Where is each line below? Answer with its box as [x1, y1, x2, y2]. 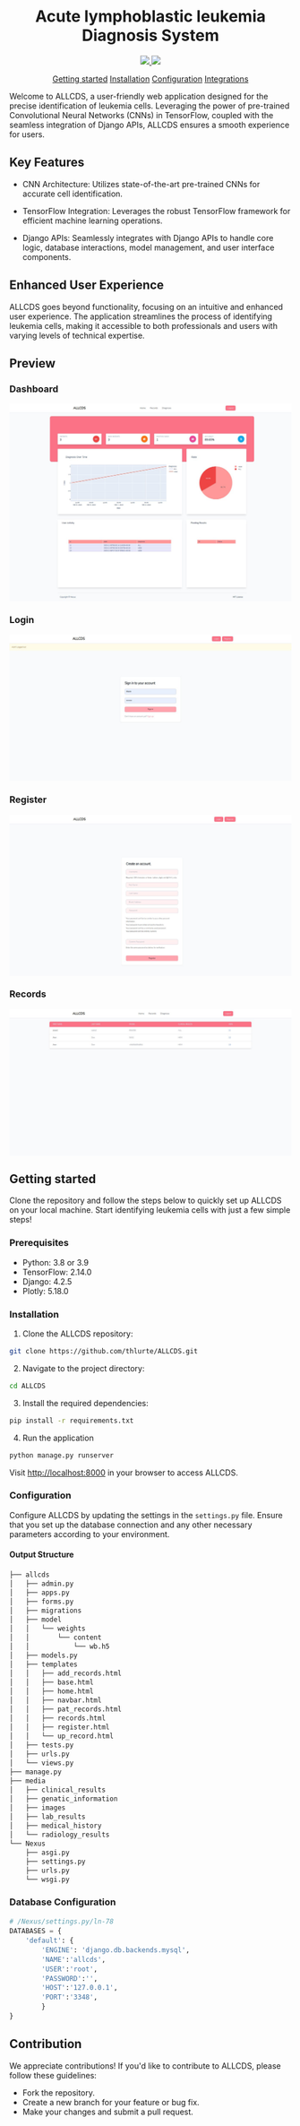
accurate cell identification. [21, 188, 124, 199]
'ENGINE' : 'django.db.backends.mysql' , [41, 1945, 191, 1955]
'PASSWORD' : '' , [41, 1974, 99, 1983]
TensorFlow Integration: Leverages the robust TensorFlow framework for [21, 205, 291, 216]
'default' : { [25, 1936, 74, 1946]
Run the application [21, 1432, 94, 1443]
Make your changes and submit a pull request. [21, 2106, 194, 2117]
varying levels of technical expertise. [9, 330, 145, 341]
